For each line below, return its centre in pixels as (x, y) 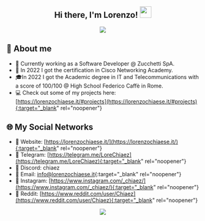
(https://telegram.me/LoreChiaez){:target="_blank (78, 161)
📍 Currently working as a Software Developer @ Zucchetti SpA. (95, 63)
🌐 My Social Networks (50, 127)
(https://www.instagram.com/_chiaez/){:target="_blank (84, 187)
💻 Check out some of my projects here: (65, 92)
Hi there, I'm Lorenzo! (96, 15)
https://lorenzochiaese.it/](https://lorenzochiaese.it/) (112, 142)
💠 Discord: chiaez (37, 168)
